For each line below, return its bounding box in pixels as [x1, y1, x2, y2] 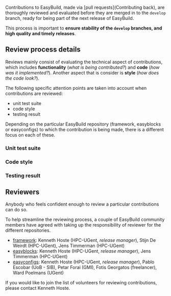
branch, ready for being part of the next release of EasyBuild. [5, 15, 134, 21]
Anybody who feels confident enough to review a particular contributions [5, 201, 159, 207]
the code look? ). [5, 75, 40, 81]
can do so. [5, 207, 28, 213]
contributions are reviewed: [5, 90, 63, 96]
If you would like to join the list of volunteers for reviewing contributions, [5, 280, 157, 286]
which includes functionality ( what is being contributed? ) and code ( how [5, 64, 160, 70]
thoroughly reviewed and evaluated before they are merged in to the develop [5, 10, 166, 16]
